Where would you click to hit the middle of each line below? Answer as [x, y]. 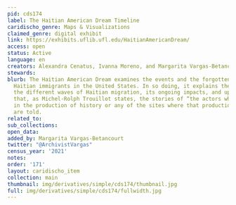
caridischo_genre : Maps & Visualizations [69, 27]
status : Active [29, 54]
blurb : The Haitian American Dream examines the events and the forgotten [119, 79]
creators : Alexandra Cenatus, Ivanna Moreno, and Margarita [97, 66]
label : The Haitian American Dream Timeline [73, 20]
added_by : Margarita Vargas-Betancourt [66, 138]
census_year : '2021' [38, 151]
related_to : [25, 118]
